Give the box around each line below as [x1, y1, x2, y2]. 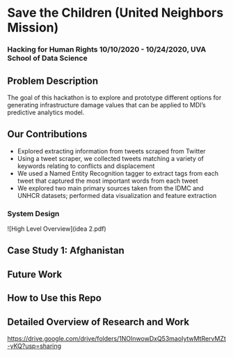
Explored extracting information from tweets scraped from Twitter [17, 146, 207, 155]
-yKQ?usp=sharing [7, 342, 61, 350]
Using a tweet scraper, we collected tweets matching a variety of [17, 154, 204, 162]
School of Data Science [7, 54, 88, 63]
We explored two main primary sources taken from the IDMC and [17, 183, 204, 192]
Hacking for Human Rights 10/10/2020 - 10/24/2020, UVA [7, 45, 207, 54]
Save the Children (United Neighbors [7, 5, 224, 21]
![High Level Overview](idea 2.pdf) [7, 225, 106, 233]
